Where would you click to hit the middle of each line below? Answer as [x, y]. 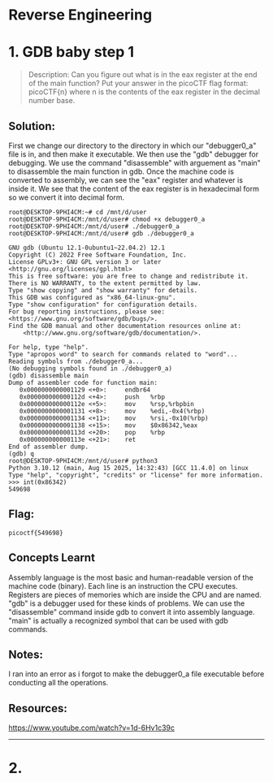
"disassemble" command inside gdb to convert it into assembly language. [132, 611]
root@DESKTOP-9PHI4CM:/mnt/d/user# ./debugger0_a [94, 226]
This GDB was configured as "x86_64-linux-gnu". [92, 297]
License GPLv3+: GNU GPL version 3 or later [85, 261]
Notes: [26, 654]
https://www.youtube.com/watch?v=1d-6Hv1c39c [92, 728]
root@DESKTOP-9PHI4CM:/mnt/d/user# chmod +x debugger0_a [107, 219]
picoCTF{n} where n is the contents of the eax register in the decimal [144, 92]
